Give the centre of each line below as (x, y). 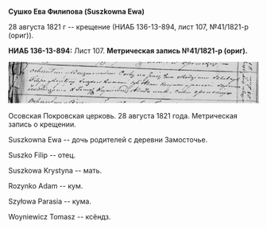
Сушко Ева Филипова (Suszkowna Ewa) (77, 12)
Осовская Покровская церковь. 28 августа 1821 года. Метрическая (123, 116)
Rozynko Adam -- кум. (46, 186)
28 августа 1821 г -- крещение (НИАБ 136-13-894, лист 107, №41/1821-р (128, 27)
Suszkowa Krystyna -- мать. (55, 171)
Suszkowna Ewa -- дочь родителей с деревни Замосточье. (108, 140)
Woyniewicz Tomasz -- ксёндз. (60, 217)
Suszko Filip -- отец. (42, 155)
